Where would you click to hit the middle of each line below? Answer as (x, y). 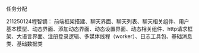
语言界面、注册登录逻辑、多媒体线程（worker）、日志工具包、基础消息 (107, 36)
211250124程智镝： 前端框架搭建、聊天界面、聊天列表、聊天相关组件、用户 (98, 21)
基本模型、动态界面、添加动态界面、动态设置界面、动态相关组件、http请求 (97, 29)
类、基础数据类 (24, 44)
